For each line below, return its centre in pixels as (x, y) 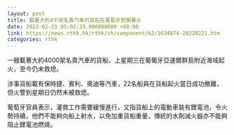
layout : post (26, 14)
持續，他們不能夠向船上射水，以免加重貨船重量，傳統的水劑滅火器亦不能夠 (120, 116)
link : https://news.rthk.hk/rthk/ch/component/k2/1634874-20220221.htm (114, 33)
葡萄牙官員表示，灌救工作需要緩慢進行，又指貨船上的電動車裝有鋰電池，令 (114, 107)
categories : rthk (32, 40)
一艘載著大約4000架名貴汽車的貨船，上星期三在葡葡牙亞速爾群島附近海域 (113, 61)
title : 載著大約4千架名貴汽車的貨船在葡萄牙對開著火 (74, 20)
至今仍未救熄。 (41, 69)
